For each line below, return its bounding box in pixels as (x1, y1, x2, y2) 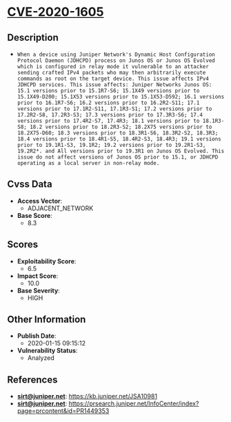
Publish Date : (17, 332, 57, 340)
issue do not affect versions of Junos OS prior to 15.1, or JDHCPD (17, 154, 219, 161)
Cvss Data (7, 179, 53, 190)
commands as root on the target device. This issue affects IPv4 (17, 75, 209, 82)
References (7, 374, 58, 385)
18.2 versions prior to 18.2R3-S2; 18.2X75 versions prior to (30, 123, 212, 130)
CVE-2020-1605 (7, 4, 104, 20)
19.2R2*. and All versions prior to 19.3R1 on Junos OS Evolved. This (17, 148, 225, 154)
